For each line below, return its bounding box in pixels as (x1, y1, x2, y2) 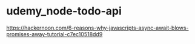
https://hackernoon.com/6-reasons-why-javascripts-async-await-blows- (6, 24, 189, 31)
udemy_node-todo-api (6, 4, 122, 18)
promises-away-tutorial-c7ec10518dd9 (6, 30, 103, 37)
